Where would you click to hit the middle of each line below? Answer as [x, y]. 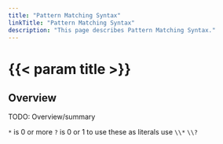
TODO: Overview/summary [52, 117]
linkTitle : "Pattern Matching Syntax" [71, 23]
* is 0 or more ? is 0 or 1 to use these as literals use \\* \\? [103, 132]
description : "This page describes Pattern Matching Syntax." [112, 30]
